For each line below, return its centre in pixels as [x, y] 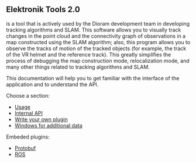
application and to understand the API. [52, 84]
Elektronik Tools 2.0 [43, 10]
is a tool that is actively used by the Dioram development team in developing [98, 23]
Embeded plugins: [28, 137]
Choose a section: [28, 95]
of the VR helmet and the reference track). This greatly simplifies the [89, 54]
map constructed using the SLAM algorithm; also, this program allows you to [98, 42]
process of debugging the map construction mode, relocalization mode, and [98, 61]
